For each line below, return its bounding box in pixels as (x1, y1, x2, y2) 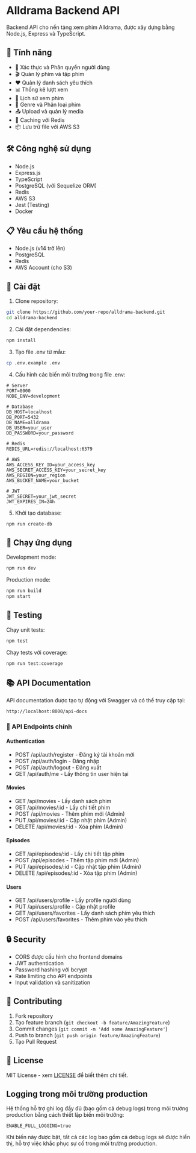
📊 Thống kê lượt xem (14, 86, 68, 93)
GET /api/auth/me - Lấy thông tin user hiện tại (14, 770, 129, 777)
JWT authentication (14, 959, 64, 967)
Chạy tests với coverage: (6, 649, 68, 656)
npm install (6, 337, 36, 343)
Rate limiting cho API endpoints (14, 972, 93, 979)
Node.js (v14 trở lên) (14, 245, 66, 252)
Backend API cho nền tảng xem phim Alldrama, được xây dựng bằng (6, 24, 176, 31)
